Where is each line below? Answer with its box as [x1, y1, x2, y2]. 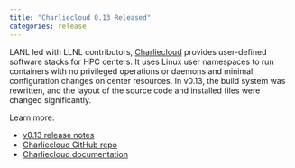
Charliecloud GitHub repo [22, 139, 117, 150]
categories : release [9, 22, 88, 31]
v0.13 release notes [22, 129, 95, 140]
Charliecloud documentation [22, 148, 129, 159]
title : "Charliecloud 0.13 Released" [9, 13, 152, 23]
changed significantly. [9, 94, 92, 105]
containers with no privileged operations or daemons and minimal [9, 65, 254, 77]
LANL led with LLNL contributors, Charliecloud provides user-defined [9, 46, 268, 57]
